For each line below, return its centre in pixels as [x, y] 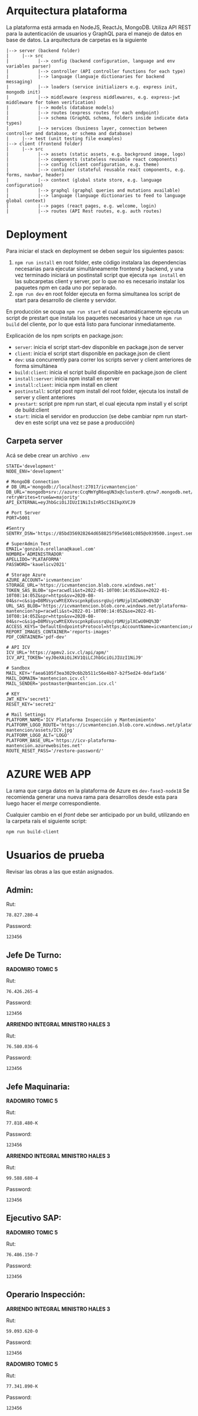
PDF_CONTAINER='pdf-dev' [37, 637]
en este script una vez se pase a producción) [80, 422]
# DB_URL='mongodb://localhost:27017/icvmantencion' [72, 487]
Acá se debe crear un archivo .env [48, 455]
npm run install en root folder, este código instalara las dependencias [100, 262]
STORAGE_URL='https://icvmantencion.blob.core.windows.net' [82, 585]
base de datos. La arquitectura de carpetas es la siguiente [77, 40]
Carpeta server [34, 441]
